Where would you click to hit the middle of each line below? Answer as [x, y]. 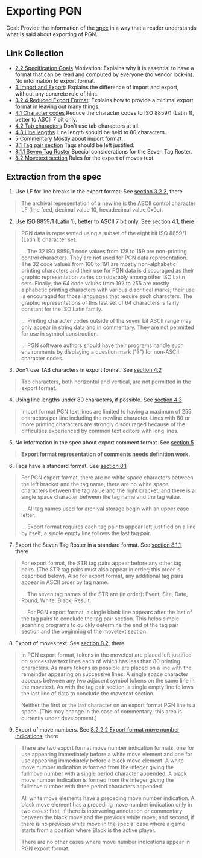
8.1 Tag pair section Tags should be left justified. [75, 145]
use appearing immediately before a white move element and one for [107, 754]
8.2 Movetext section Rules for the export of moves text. [85, 158]
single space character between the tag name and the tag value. [101, 496]
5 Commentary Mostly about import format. [69, 138]
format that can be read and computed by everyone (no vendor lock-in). [104, 74]
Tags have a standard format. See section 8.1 [71, 466]
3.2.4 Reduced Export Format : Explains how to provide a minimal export [104, 100]
